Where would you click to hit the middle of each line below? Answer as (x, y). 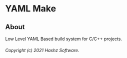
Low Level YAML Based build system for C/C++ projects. (64, 39)
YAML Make (31, 9)
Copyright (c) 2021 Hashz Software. (42, 50)
